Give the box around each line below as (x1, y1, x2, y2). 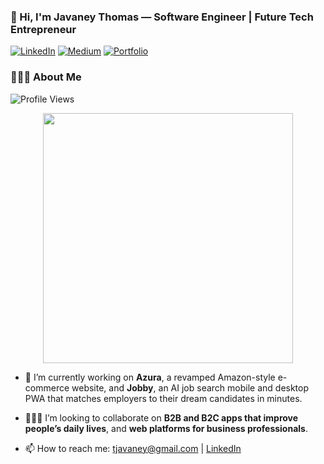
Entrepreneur (10, 22, 77, 36)
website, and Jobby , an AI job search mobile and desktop (71, 381, 310, 394)
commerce (24, 381, 70, 394)
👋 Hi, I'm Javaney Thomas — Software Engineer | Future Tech (10, 10, 314, 24)
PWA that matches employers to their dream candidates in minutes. (24, 392, 303, 404)
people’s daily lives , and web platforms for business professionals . (24, 422, 308, 434)
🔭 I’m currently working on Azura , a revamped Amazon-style (24, 371, 276, 383)
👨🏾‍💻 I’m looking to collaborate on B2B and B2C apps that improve (24, 411, 299, 424)
